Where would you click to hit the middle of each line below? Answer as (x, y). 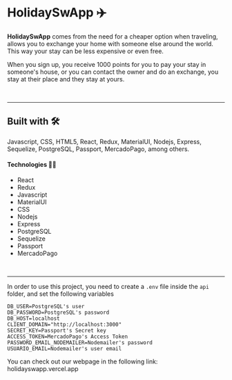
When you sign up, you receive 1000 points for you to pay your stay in (107, 64)
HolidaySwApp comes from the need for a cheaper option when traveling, (113, 36)
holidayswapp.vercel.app (43, 368)
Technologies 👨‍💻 (32, 165)
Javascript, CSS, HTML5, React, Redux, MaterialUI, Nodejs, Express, (105, 141)
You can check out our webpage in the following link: (83, 361)
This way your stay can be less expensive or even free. (86, 51)
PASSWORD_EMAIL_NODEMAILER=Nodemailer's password (80, 342)
